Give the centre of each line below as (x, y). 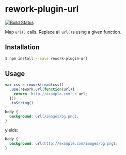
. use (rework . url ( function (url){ (42, 89)
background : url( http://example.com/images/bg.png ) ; (64, 144)
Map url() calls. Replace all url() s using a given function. (63, 32)
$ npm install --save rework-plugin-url (47, 58)
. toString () (22, 103)
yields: (12, 130)
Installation (22, 47)
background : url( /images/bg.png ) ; (44, 116)
